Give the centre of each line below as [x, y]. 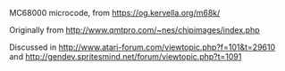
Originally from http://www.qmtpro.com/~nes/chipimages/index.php [135, 30]
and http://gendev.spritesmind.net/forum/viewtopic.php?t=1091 [126, 56]
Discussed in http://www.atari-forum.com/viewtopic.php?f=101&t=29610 [142, 47]
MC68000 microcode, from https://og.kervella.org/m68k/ [115, 13]
